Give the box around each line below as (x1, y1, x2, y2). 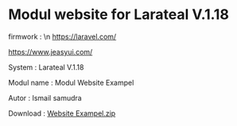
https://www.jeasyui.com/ (8, 47, 93, 56)
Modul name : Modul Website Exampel (8, 78, 134, 87)
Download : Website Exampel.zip (8, 109, 116, 118)
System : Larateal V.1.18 (8, 62, 84, 72)
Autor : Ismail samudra (8, 93, 82, 102)
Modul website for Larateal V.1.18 (8, 6, 229, 24)
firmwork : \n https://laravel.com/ (8, 32, 117, 41)
